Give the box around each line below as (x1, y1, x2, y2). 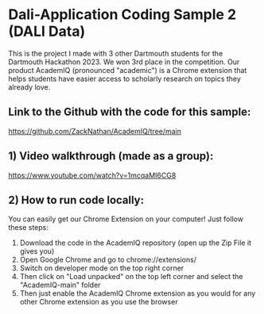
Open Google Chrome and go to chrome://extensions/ (19, 255, 197, 265)
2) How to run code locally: (8, 193, 145, 207)
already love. (8, 82, 51, 92)
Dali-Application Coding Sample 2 (8, 6, 237, 24)
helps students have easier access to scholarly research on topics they (8, 74, 241, 83)
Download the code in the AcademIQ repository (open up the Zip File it (19, 238, 252, 247)
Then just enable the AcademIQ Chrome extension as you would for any (19, 289, 256, 298)
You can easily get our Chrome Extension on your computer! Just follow (8, 214, 244, 224)
